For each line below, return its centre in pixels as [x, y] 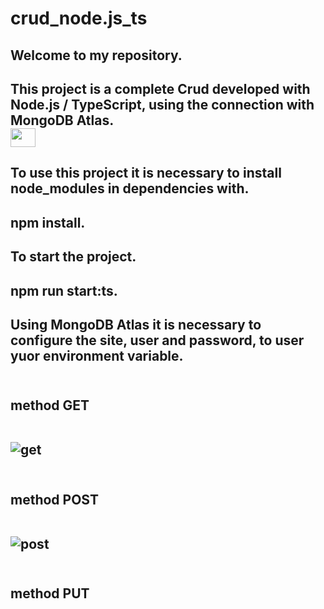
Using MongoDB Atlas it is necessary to [136, 324]
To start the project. [73, 257]
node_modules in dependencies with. [130, 188]
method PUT [50, 593]
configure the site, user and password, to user [157, 340]
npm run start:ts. [64, 290]
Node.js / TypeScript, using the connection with [162, 104]
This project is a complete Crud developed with [160, 88]
